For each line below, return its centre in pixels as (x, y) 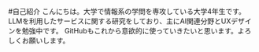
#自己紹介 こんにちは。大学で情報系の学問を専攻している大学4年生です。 (127, 11)
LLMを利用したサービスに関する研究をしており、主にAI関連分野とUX (120, 21)
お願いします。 (46, 40)
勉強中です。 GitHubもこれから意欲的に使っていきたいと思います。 (130, 31)
